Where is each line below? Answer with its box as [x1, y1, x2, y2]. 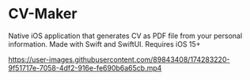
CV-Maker [8, 5, 78, 23]
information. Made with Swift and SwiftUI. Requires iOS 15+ [8, 39, 201, 48]
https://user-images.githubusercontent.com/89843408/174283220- [8, 55, 230, 64]
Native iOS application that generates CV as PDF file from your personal [8, 31, 243, 40]
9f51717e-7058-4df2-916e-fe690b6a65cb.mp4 [8, 63, 162, 72]
